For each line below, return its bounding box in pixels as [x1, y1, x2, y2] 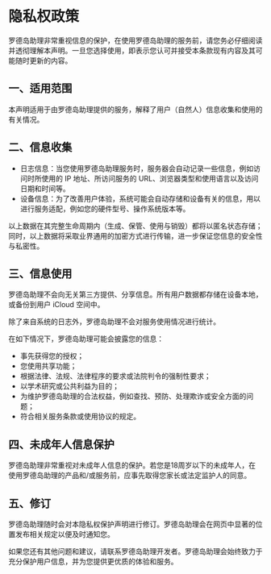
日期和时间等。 [19, 183, 70, 193]
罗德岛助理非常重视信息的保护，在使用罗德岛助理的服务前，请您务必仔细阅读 [8, 35, 263, 45]
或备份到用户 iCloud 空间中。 [8, 300, 105, 310]
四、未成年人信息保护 [8, 437, 115, 451]
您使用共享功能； [19, 361, 77, 371]
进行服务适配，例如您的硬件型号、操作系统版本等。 [19, 203, 190, 214]
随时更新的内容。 [15, 56, 73, 65]
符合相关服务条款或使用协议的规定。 [19, 412, 141, 422]
